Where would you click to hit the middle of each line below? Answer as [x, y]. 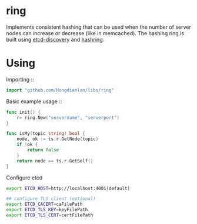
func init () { [24, 112]
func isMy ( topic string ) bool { [46, 134]
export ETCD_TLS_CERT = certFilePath [50, 215]
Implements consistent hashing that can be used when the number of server [98, 27]
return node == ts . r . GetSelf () [55, 161]
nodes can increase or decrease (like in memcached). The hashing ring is [95, 33]
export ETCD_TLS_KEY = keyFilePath [47, 210]
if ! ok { [27, 145]
